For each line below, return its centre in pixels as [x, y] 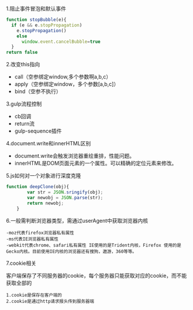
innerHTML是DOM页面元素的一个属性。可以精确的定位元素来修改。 [96, 163]
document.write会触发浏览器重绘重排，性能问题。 [75, 156]
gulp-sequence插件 [38, 131]
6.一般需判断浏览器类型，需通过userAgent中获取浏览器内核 [77, 220]
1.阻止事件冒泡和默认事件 [36, 8]
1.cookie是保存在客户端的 [34, 295]
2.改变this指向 [23, 64]
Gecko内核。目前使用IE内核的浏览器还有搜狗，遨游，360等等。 [71, 251]
